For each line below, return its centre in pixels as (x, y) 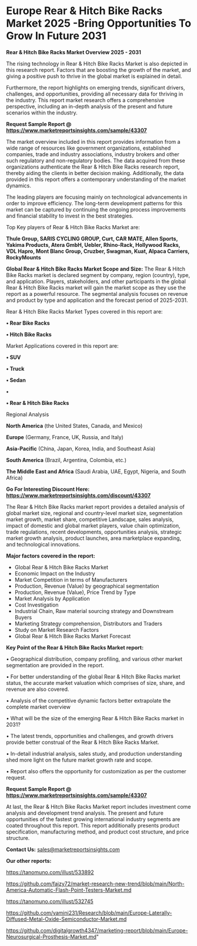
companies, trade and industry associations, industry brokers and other (93, 154)
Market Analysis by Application (52, 598)
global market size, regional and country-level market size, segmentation (94, 513)
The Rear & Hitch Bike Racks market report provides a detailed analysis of (96, 507)
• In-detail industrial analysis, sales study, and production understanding (94, 753)
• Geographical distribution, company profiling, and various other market (94, 659)
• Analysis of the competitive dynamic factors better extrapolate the (89, 700)
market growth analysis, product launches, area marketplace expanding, (94, 538)
